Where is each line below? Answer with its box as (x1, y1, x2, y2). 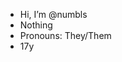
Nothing (19, 19, 53, 31)
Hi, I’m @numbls (19, 9, 88, 20)
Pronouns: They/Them (19, 30, 112, 41)
